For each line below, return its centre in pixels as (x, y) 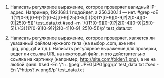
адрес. (17, 12)
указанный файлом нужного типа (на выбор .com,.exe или (72, 43)
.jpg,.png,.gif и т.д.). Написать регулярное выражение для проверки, (84, 49)
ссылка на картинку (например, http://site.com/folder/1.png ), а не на (83, 59)
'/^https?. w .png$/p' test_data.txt (50, 70)
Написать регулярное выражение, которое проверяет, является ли (82, 38)
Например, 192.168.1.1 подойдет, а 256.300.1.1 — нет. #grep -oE (92, 12)
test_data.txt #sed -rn (59, 23)
